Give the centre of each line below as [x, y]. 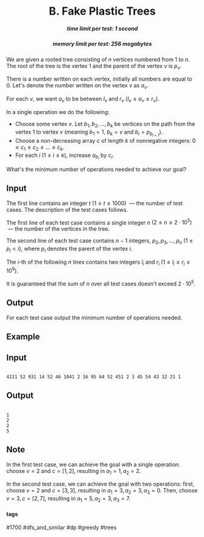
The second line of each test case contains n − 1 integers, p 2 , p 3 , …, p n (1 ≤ [100, 241]
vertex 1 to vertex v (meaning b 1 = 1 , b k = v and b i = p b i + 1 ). [89, 133]
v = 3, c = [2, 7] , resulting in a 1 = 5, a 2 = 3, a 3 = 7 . [69, 499]
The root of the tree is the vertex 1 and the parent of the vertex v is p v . [94, 67]
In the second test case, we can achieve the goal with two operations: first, [100, 484]
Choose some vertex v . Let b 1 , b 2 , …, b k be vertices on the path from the [105, 124]
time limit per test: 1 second [102, 28]
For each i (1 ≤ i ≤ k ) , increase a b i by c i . [65, 156]
